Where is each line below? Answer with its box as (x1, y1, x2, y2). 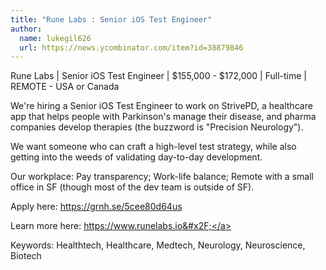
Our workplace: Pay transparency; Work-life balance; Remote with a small (10, 171, 314, 183)
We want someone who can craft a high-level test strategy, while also (10, 141, 297, 153)
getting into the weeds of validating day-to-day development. (10, 151, 263, 163)
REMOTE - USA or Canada (10, 81, 120, 93)
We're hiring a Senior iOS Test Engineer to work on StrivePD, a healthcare (10, 100, 313, 112)
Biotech (10, 250, 42, 262)
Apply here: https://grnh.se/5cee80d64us (10, 201, 183, 213)
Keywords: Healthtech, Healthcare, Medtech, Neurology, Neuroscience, (10, 239, 306, 251)
